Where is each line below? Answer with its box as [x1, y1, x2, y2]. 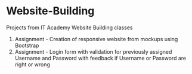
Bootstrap [14, 42, 39, 49]
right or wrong [14, 61, 51, 68]
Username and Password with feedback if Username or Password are [14, 54, 187, 61]
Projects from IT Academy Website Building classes [6, 24, 133, 31]
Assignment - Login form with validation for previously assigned [14, 48, 172, 55]
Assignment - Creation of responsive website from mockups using [14, 35, 178, 42]
